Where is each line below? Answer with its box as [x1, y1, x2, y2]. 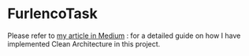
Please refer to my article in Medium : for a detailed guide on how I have [7, 31, 241, 40]
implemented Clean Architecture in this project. [7, 39, 161, 48]
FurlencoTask [7, 5, 98, 23]
